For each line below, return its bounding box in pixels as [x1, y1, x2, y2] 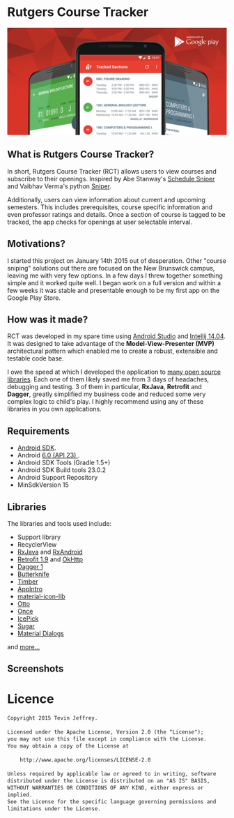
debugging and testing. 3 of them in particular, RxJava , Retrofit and [7, 383, 202, 391]
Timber [17, 577, 38, 586]
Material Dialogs [17, 629, 65, 638]
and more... [7, 643, 40, 651]
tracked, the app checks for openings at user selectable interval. [7, 218, 193, 226]
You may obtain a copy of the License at [7, 743, 130, 750]
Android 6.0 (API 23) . [17, 451, 80, 460]
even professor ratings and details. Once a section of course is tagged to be [7, 210, 226, 218]
